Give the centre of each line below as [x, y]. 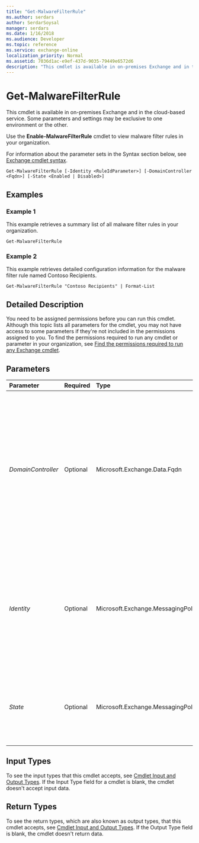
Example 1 [21, 211]
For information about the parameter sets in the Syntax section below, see [96, 154]
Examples [25, 194]
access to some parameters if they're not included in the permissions [91, 332]
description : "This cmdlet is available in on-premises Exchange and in [98, 67]
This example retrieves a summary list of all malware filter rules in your [92, 224]
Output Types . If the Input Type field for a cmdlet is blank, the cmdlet [90, 781]
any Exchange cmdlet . [33, 350]
